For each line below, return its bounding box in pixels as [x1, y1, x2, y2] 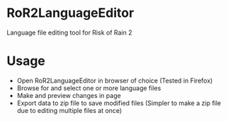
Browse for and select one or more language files [16, 83, 161, 92]
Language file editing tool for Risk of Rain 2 [6, 28, 132, 37]
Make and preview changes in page [16, 91, 121, 99]
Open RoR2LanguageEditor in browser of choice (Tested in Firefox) [16, 76, 213, 85]
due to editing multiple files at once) [16, 106, 122, 114]
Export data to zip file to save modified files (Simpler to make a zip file [16, 99, 222, 107]
